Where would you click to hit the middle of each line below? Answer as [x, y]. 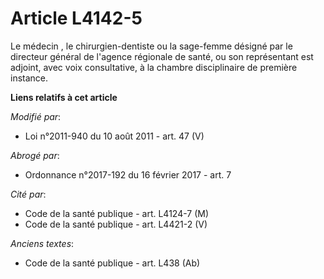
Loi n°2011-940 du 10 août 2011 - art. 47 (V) [114, 136]
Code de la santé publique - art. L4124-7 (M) [117, 213]
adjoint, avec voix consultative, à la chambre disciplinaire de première [154, 67]
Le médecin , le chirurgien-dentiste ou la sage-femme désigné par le [151, 46]
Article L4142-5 [76, 18]
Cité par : [28, 194]
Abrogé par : [35, 155]
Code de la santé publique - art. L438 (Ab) [112, 263]
